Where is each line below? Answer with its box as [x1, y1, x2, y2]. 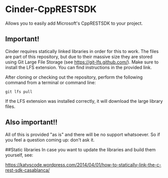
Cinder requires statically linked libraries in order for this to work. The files [5, 48, 159, 54]
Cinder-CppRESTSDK [5, 4, 97, 15]
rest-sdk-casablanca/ [5, 167, 50, 173]
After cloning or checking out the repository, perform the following [5, 74, 143, 80]
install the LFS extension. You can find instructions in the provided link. [5, 64, 152, 70]
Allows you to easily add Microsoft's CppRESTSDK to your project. [5, 20, 143, 26]
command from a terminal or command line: [5, 79, 96, 85]
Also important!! [5, 118, 58, 127]
